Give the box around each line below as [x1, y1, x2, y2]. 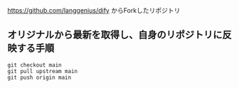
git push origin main [7, 74, 72, 81]
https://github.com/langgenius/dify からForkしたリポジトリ [7, 6, 181, 14]
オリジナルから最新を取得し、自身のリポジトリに [7, 29, 223, 41]
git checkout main [7, 61, 62, 69]
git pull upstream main [7, 67, 78, 75]
